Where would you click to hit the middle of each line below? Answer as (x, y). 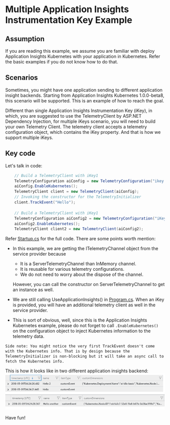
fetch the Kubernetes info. (35, 362)
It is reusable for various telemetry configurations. (72, 269)
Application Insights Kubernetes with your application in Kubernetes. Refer (83, 56)
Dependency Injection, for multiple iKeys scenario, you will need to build (80, 121)
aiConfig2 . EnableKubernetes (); (47, 224)
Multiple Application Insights (67, 9)
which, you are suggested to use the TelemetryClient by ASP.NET (73, 116)
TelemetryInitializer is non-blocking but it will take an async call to (85, 357)
